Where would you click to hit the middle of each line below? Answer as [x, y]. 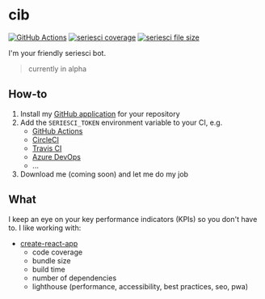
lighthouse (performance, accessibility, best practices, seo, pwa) [140, 286]
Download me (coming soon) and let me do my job [104, 174]
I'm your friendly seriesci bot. [57, 53]
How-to [28, 94]
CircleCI [45, 139]
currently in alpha [57, 68]
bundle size [51, 260]
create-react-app [49, 243]
